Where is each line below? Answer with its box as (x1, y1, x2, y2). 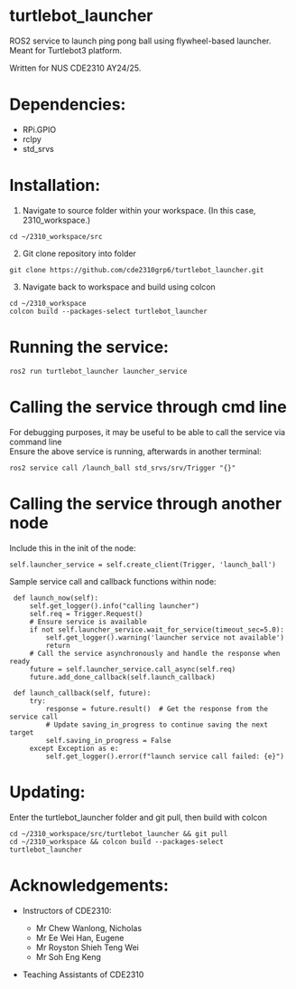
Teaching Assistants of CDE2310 (22, 969, 144, 980)
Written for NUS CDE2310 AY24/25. (9, 62, 142, 73)
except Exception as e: (29, 744, 119, 753)
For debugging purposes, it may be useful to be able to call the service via (9, 426, 286, 437)
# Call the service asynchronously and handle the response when (29, 649, 281, 658)
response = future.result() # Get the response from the (45, 704, 269, 713)
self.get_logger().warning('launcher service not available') (45, 632, 284, 642)
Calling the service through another (9, 493, 282, 514)
